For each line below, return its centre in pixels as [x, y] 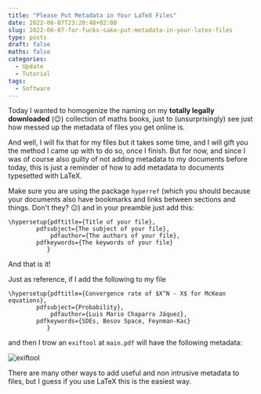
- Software [33, 88]
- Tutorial [33, 74]
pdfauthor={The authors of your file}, [115, 236]
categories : [27, 60]
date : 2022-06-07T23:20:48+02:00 [63, 23]
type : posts [27, 37]
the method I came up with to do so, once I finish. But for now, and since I [127, 151]
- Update [29, 67]
